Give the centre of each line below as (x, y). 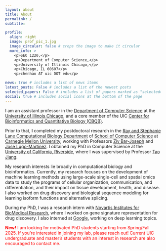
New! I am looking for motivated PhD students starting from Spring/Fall (77, 227)
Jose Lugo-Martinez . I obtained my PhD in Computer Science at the (74, 146)
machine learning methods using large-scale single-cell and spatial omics (80, 177)
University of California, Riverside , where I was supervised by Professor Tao (83, 152)
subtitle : (15, 23)
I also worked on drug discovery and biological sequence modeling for (77, 193)
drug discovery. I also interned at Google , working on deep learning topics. (81, 218)
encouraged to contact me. (33, 243)
